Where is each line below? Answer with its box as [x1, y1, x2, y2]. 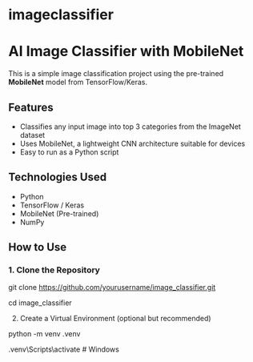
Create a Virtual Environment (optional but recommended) [19, 314, 211, 324]
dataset [19, 130, 46, 139]
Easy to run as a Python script [19, 147, 119, 157]
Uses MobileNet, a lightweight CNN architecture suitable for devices [19, 139, 246, 148]
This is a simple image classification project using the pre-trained [8, 69, 224, 78]
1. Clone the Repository [8, 264, 100, 276]
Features [8, 100, 54, 114]
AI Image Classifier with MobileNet [8, 42, 244, 61]
